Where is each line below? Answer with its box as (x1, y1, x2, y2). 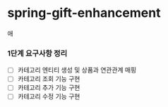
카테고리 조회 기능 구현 (17, 75, 80, 83)
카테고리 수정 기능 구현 (17, 92, 80, 101)
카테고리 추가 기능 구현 (17, 83, 80, 92)
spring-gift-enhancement (7, 5, 161, 21)
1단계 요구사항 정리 (7, 48, 68, 58)
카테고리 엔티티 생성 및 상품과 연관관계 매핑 (17, 65, 137, 75)
